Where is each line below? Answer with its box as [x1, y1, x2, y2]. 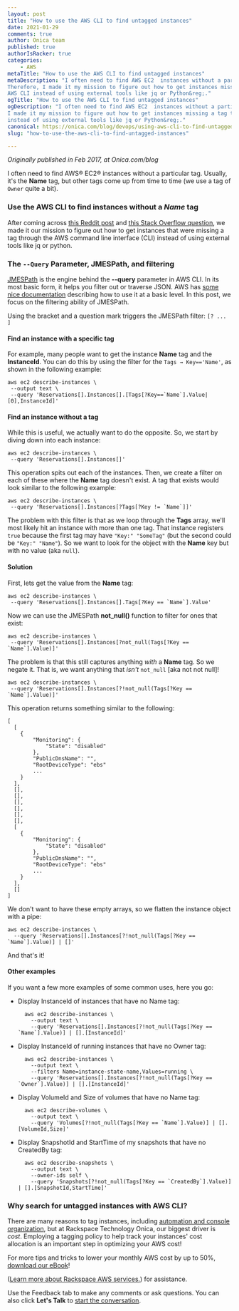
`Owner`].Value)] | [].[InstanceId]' [17, 1080, 130, 1087]
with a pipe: [7, 912, 42, 921]
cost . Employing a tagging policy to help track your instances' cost [7, 1232, 203, 1240]
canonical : [7, 123, 40, 130]
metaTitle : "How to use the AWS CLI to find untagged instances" [7, 70, 205, 77]
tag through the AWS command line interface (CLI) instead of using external [7, 233, 230, 242]
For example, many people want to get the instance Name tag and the [7, 350, 212, 358]
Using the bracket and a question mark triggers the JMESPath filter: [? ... [7, 311, 227, 320]
